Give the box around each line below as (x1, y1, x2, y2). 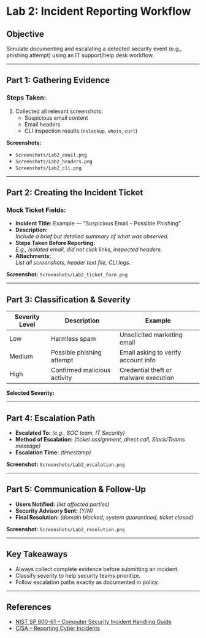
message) (15, 442, 41, 449)
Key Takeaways (6, 549, 68, 559)
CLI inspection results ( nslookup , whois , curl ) (24, 127, 138, 134)
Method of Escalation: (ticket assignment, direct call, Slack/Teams (15, 436, 185, 443)
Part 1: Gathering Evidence (6, 75, 110, 85)
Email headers (24, 120, 61, 128)
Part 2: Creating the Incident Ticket (6, 187, 143, 198)
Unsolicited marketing (119, 330, 183, 339)
